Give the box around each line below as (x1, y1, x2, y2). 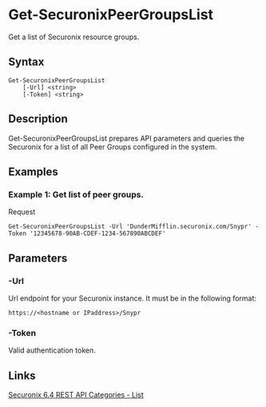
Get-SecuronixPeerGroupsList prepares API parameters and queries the (8, 134, 245, 143)
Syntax (8, 55, 45, 69)
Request (8, 207, 36, 217)
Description (8, 112, 68, 126)
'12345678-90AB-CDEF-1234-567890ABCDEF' (29, 229, 166, 237)
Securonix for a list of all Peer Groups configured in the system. (8, 142, 217, 151)
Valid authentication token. (8, 345, 96, 355)
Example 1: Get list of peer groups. (8, 189, 144, 200)
